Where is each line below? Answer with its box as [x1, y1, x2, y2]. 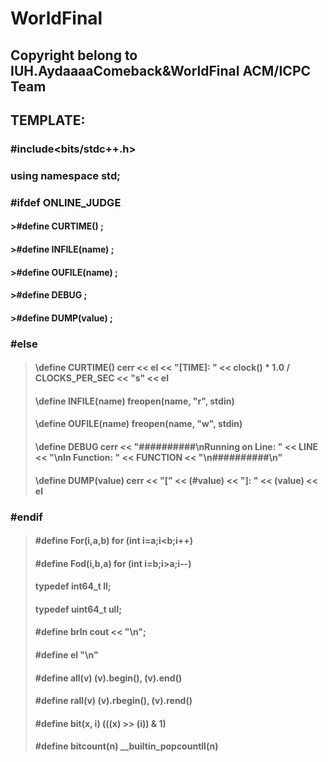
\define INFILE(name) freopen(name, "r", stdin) [34, 395, 235, 407]
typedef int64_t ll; [34, 580, 112, 592]
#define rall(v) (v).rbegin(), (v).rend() [34, 695, 193, 707]
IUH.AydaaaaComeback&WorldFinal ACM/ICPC [10, 62, 312, 79]
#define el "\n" [34, 649, 99, 661]
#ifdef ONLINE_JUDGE [10, 195, 122, 209]
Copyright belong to [10, 47, 138, 64]
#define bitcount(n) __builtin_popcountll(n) [34, 740, 219, 752]
